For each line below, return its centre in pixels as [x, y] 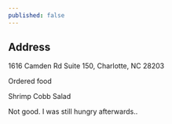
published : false [37, 15]
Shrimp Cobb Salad [40, 97]
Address [29, 47]
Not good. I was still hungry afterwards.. [73, 111]
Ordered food [30, 81]
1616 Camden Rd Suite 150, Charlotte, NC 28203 [86, 66]
